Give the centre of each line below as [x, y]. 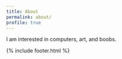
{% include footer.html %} [38, 51]
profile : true [24, 22]
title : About [22, 12]
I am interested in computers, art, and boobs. [61, 40]
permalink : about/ [29, 17]
